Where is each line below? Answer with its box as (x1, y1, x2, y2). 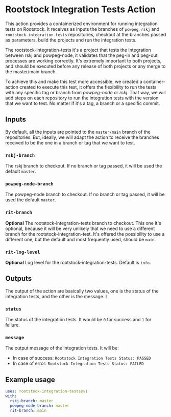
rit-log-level (5, 249, 40, 255)
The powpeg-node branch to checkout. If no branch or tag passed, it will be (5, 191, 165, 198)
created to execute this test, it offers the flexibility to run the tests (19, 84, 157, 90)
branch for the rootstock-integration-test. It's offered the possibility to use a (5, 231, 165, 237)
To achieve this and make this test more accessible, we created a (5, 78, 142, 85)
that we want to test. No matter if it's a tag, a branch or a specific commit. (5, 100, 160, 106)
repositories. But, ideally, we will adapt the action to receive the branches (5, 134, 159, 140)
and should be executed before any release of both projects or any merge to (5, 63, 166, 69)
